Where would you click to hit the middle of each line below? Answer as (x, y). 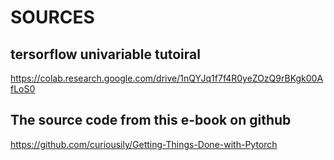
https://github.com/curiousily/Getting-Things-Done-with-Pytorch (144, 144)
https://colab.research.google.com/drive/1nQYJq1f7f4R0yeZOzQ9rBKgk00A (167, 78)
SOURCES (52, 17)
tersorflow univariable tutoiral (105, 54)
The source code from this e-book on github (151, 120)
